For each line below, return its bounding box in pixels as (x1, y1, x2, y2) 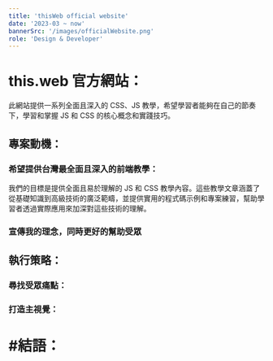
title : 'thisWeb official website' (8, 11, 129, 20)
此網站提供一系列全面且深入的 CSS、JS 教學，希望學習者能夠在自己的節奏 (8, 101, 257, 111)
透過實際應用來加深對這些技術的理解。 (22, 203, 151, 213)
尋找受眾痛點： (8, 280, 67, 291)
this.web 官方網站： (8, 72, 144, 90)
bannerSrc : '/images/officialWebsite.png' (8, 27, 154, 35)
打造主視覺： (8, 304, 59, 315)
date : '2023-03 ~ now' (8, 20, 85, 28)
